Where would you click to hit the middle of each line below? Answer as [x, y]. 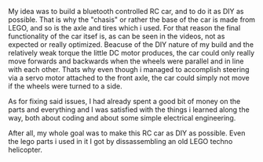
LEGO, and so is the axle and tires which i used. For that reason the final [124, 28]
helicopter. [26, 149]
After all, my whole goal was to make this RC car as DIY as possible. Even [127, 133]
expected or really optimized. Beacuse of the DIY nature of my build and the [131, 45]
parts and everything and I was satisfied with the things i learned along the [129, 110]
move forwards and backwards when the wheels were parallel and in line [126, 61]
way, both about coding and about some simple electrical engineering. [122, 118]
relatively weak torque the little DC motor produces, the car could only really [131, 53]
